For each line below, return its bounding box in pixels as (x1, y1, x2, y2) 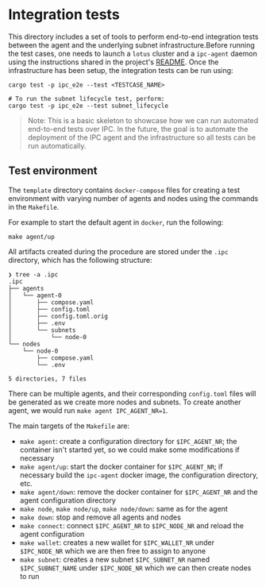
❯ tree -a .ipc (8, 270, 59, 279)
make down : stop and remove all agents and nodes (19, 512, 181, 522)
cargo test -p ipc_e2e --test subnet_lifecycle (8, 102, 169, 110)
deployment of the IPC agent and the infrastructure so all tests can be (27, 133, 256, 142)
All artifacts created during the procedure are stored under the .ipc (8, 246, 229, 256)
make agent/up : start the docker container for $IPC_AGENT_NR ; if (19, 461, 223, 471)
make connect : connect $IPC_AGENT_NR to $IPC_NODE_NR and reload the (19, 520, 245, 530)
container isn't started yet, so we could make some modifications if (19, 445, 240, 454)
